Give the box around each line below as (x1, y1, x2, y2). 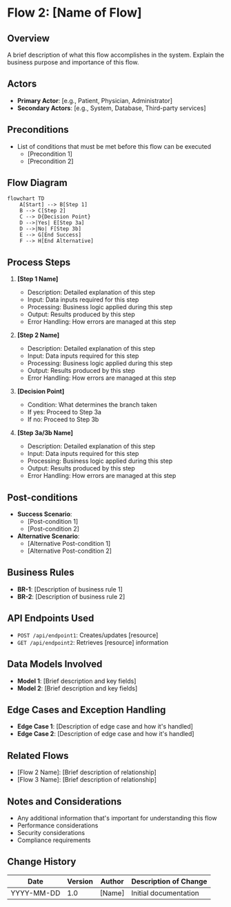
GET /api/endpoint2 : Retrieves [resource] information (17, 638, 169, 646)
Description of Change (130, 877, 208, 886)
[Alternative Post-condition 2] (27, 547, 112, 555)
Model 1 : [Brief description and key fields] (17, 677, 137, 685)
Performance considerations (17, 821, 99, 830)
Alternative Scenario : (17, 532, 80, 540)
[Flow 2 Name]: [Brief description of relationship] (17, 768, 157, 776)
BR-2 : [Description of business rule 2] (17, 592, 125, 601)
